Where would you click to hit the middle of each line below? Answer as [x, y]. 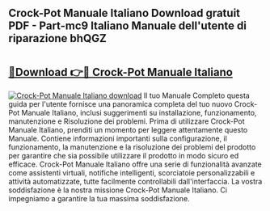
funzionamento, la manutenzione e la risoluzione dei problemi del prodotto [132, 147]
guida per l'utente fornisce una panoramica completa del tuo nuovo [120, 104]
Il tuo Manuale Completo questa [197, 95]
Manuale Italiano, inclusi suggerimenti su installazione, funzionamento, [139, 113]
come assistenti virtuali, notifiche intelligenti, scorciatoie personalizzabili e [132, 173]
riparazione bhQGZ [57, 38]
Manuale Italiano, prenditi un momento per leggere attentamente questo [128, 130]
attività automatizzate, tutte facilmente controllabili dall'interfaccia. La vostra [135, 181]
